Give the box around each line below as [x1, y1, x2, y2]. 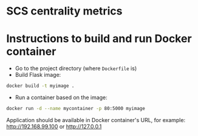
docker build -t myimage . [6, 83, 75, 89]
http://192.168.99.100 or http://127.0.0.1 [6, 123, 102, 130]
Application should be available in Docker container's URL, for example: [6, 116, 186, 123]
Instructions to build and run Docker [6, 32, 193, 46]
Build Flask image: [15, 71, 61, 79]
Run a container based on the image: [15, 94, 108, 101]
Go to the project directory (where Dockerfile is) [15, 65, 137, 72]
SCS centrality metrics [6, 4, 123, 18]
